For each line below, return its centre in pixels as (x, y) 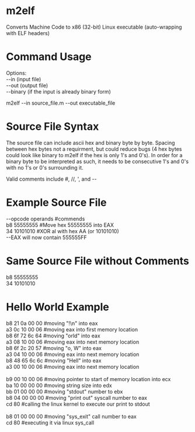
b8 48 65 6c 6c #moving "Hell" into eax (54, 360)
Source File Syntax (53, 127)
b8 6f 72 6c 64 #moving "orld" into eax (53, 336)
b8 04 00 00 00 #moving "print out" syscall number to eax (77, 398)
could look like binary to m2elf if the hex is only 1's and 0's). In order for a (94, 155)
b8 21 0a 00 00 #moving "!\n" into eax (52, 323)
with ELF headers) (28, 33)
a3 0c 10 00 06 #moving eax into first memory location (72, 329)
